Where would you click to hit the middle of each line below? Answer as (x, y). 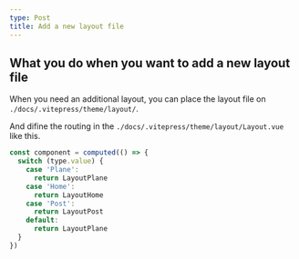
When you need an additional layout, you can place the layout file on (138, 99)
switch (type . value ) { (61, 161)
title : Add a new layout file (67, 26)
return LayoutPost (68, 212)
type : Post (30, 18)
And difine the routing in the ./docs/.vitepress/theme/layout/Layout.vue (147, 126)
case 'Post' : (51, 204)
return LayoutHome (68, 195)
